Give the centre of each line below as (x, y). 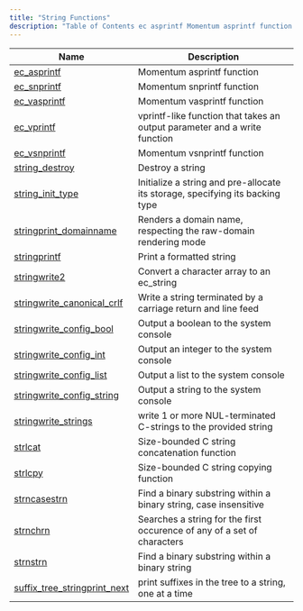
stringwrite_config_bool (64, 328)
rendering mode (172, 242)
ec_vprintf (35, 127)
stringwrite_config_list (60, 375)
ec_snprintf (37, 87)
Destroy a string (172, 168)
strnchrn (32, 530)
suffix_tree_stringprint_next (72, 588)
